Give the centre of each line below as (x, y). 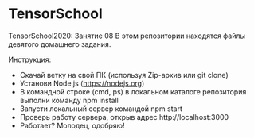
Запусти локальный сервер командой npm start (101, 109)
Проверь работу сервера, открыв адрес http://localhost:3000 (124, 117)
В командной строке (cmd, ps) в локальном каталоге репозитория (133, 91)
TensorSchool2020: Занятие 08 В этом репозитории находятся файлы (127, 36)
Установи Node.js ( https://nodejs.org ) (82, 83)
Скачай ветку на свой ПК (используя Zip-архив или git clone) (124, 75)
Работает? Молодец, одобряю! (72, 125)
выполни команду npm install (69, 100)
